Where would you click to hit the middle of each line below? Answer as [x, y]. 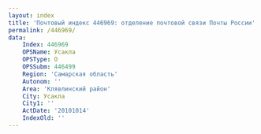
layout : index [32, 15]
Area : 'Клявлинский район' [67, 89]
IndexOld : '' [44, 118]
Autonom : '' [42, 81]
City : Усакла [44, 96]
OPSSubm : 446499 [49, 67]
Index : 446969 [45, 45]
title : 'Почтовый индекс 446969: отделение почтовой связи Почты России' [132, 23]
